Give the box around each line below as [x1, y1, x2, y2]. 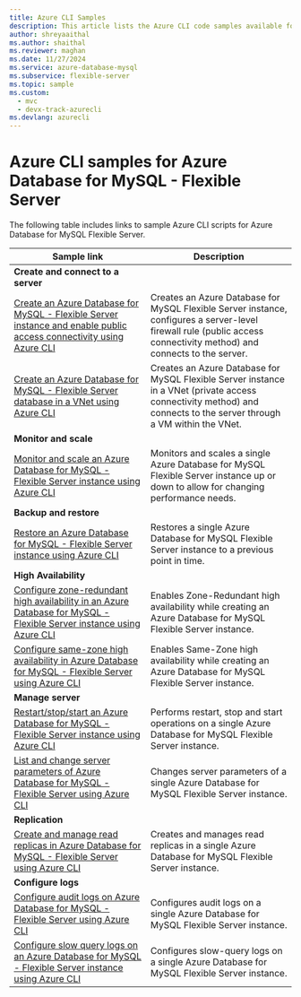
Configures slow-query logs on [150, 945, 283, 958]
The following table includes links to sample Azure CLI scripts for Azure [9, 220, 273, 230]
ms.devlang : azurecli [9, 113, 90, 122]
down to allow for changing [150, 481, 265, 493]
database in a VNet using [13, 395, 119, 408]
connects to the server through [150, 407, 281, 420]
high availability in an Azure [13, 595, 130, 608]
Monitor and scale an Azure [13, 453, 130, 465]
